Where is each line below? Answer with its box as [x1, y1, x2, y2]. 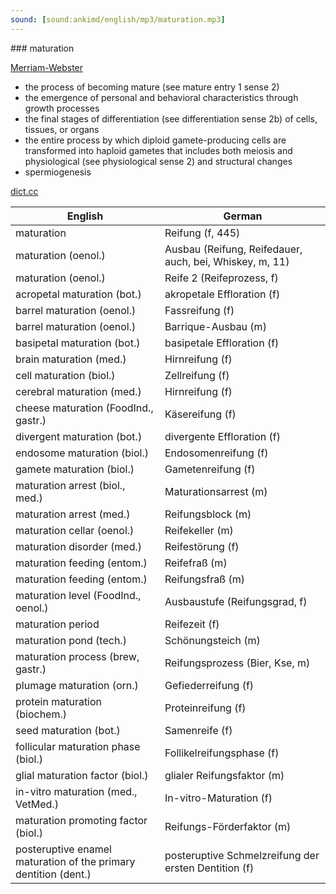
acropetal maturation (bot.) [15, 287, 142, 301]
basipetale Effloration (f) [164, 336, 280, 350]
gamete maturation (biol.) [15, 462, 135, 476]
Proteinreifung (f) [164, 701, 247, 715]
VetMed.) [15, 797, 59, 811]
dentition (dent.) [15, 867, 92, 881]
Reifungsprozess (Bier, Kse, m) [164, 656, 311, 670]
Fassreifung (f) [164, 303, 235, 317]
